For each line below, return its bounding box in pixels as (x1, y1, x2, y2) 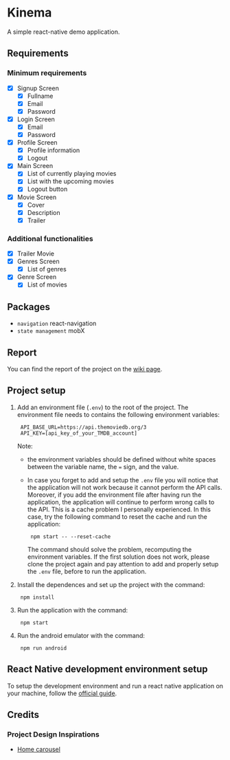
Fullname (27, 92, 54, 100)
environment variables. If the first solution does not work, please (27, 553, 210, 561)
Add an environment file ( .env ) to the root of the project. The (16, 403, 189, 411)
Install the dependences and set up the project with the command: (16, 580, 205, 588)
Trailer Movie (16, 249, 55, 258)
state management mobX (16, 327, 85, 335)
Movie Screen (16, 193, 57, 201)
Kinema (7, 5, 52, 21)
